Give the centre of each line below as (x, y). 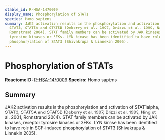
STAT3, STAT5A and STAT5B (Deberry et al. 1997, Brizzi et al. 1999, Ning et (81, 112)
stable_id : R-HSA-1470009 (31, 10)
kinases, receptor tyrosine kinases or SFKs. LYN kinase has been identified (81, 122)
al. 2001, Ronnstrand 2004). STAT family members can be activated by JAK (81, 117)
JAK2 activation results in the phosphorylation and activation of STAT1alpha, (82, 107)
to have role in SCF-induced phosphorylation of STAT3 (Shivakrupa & (75, 128)
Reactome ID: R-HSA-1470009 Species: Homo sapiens (61, 80)
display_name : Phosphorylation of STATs (47, 14)
